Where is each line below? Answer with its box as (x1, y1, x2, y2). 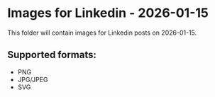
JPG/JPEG (17, 75, 48, 84)
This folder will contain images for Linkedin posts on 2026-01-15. (7, 28, 197, 37)
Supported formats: (7, 49, 97, 61)
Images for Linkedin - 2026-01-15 (7, 5, 209, 21)
